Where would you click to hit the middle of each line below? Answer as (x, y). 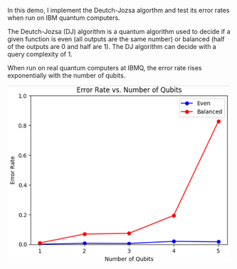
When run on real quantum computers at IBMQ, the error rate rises (105, 68)
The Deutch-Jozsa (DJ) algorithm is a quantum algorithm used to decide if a (119, 32)
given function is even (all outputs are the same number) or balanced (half (116, 39)
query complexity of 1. (40, 54)
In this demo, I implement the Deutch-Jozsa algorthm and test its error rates (118, 10)
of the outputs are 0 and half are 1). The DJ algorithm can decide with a (112, 46)
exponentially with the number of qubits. (67, 75)
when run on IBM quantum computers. (64, 18)
